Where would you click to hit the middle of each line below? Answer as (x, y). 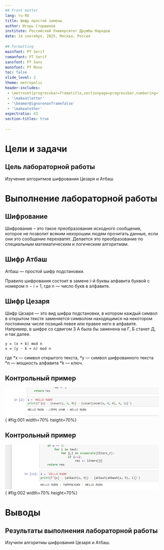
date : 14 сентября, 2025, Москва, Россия (48, 36)
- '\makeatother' (25, 109)
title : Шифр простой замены (34, 21)
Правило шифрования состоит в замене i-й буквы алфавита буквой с (77, 281)
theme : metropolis (24, 83)
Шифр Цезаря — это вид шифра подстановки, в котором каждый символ (81, 313)
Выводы (23, 513)
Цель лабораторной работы (50, 167)
